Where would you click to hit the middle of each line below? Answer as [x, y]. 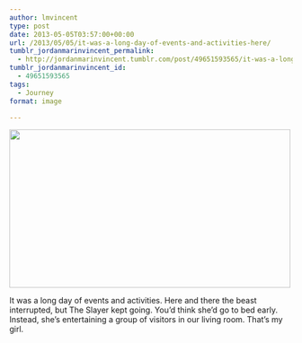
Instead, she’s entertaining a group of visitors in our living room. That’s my [146, 320]
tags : [19, 84]
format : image [36, 101]
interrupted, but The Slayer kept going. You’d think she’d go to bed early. [144, 310]
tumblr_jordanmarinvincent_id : [68, 68]
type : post [30, 26]
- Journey [36, 92]
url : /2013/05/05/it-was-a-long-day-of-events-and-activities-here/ [140, 43]
